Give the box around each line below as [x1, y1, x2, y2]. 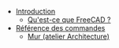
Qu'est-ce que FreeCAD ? [27, 15, 111, 24]
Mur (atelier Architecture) [27, 31, 110, 41]
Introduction [15, 7, 56, 16]
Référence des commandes [15, 24, 106, 32]
